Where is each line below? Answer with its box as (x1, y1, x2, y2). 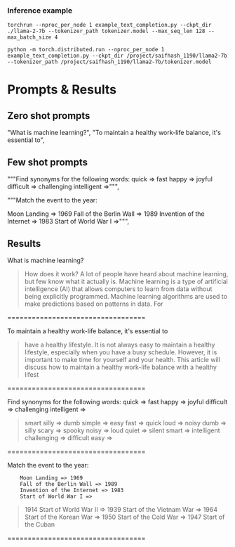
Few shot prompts (7, 156, 88, 168)
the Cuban (24, 520, 55, 529)
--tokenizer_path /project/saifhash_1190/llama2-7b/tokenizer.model (7, 58, 212, 65)
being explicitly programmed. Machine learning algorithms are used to (24, 292, 228, 300)
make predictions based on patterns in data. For (24, 300, 163, 308)
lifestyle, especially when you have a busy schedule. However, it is (24, 347, 217, 356)
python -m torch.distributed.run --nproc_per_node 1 (7, 46, 165, 53)
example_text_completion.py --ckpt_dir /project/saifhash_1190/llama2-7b (7, 52, 228, 60)
